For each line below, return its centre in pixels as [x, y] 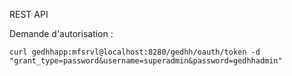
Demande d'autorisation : [61, 33]
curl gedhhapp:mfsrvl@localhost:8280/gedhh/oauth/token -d [135, 52]
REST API [29, 14]
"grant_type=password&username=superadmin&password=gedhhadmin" [146, 61]
